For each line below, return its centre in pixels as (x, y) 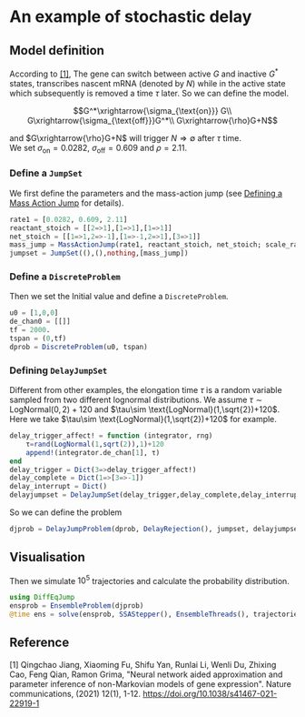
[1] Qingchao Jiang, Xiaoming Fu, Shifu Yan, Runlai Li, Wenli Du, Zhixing (143, 664)
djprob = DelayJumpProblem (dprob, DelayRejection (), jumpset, (129, 530)
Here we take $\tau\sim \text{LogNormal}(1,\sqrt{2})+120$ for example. (143, 419)
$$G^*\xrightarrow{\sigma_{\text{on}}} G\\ (152, 110)
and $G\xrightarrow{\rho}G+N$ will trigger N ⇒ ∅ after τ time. (126, 137)
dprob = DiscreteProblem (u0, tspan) (79, 347)
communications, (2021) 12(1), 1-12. (75, 693)
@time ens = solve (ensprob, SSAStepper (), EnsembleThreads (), (129, 615)
